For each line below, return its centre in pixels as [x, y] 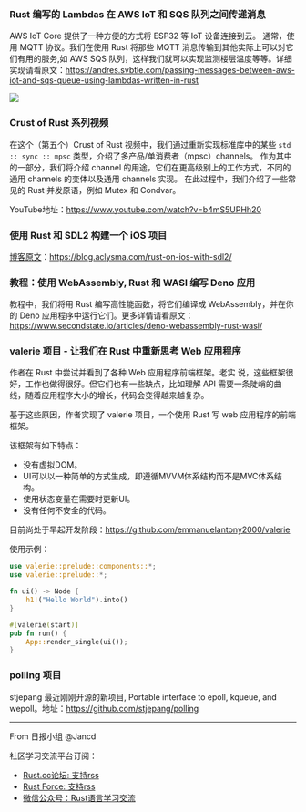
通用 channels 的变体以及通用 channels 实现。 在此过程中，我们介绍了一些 [149, 179]
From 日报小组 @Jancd [53, 736]
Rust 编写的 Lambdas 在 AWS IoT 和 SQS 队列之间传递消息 [138, 14]
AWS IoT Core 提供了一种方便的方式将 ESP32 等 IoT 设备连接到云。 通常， [148, 36]
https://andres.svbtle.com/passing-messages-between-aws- [180, 70]
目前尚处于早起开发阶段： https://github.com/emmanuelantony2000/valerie [150, 529]
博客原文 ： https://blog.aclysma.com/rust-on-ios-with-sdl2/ [121, 256]
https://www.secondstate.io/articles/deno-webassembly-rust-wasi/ [136, 326]
